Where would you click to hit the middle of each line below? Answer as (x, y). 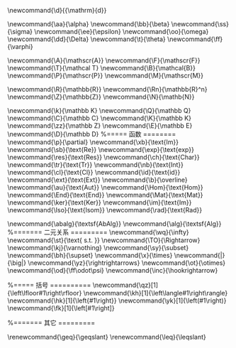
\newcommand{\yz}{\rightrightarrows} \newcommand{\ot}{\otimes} (127, 263)
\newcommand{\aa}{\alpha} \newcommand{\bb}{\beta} (89, 24)
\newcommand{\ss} (200, 24)
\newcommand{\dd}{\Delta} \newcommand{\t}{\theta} (87, 39)
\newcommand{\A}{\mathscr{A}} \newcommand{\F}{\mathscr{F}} (104, 60)
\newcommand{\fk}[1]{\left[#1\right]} (61, 308)
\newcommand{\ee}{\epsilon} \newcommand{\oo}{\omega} (122, 32)
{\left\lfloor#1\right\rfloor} (45, 293)
